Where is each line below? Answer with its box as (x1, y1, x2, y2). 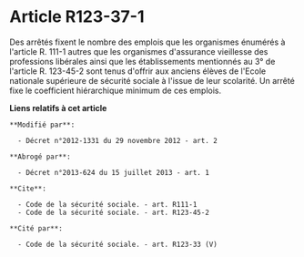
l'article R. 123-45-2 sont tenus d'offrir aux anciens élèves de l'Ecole (9, 66, 267, 77)
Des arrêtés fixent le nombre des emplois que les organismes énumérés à (9, 36, 286, 47)
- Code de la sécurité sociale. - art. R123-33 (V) (17, 240, 218, 249)
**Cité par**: (9, 223, 64, 233)
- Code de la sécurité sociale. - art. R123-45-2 (17, 208, 209, 217)
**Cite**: (9, 184, 47, 193)
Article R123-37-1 (9, 6, 145, 27)
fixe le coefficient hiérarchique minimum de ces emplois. (9, 85, 222, 96)
